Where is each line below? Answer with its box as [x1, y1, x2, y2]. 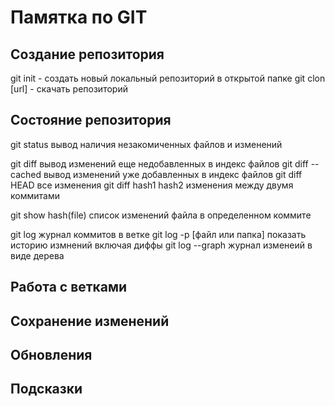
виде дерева [10, 249, 65, 261]
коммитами [10, 189, 60, 201]
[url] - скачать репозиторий [10, 83, 128, 95]
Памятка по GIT [10, 6, 148, 29]
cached [10, 168, 42, 180]
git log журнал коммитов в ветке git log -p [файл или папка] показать [10, 228, 307, 240]
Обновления [10, 346, 93, 363]
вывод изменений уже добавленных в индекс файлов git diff [43, 168, 303, 180]
